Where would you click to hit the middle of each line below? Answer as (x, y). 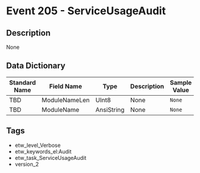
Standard (23, 83)
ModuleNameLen (65, 100)
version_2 (27, 164)
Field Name (65, 86)
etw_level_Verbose (37, 145)
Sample (181, 83)
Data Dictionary (36, 66)
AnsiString (110, 109)
